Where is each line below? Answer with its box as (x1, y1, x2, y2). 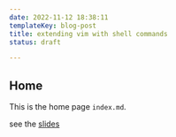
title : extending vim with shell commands (9, 29, 168, 38)
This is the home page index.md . (9, 102, 126, 112)
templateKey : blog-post (9, 21, 97, 30)
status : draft (9, 37, 62, 47)
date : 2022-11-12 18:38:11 (9, 12, 109, 22)
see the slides (9, 118, 60, 129)
